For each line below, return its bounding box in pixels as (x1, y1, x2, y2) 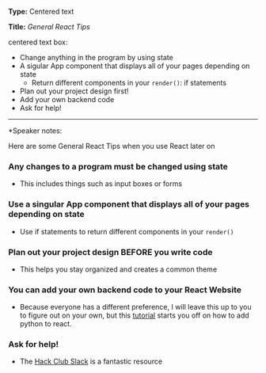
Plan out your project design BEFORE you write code (8, 246, 213, 257)
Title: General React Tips (8, 22, 91, 31)
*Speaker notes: (8, 126, 63, 135)
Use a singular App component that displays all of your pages (8, 199, 250, 210)
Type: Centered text (8, 7, 74, 16)
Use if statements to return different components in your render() (19, 226, 234, 236)
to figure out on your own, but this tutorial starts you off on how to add (19, 310, 249, 320)
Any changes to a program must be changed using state (8, 161, 228, 172)
